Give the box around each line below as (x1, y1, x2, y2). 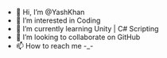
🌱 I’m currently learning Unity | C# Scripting (15, 24, 159, 33)
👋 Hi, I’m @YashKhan (15, 8, 85, 16)
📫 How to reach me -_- (15, 42, 94, 50)
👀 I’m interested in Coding (15, 16, 101, 25)
